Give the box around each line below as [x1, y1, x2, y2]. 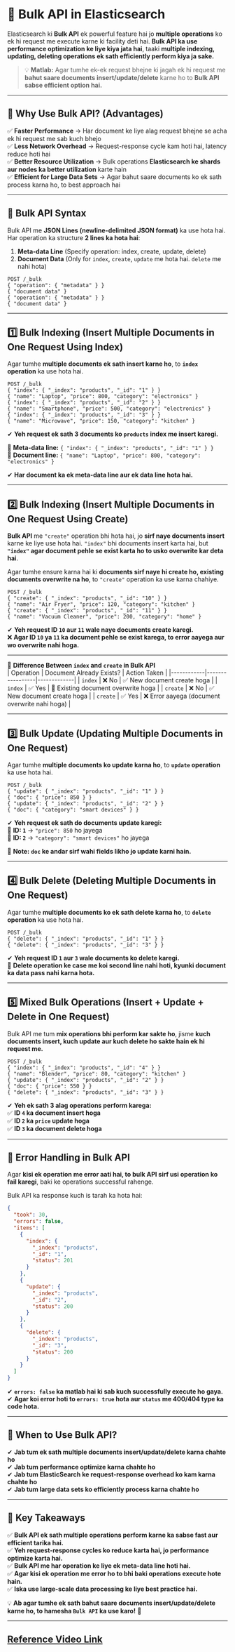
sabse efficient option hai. [24, 81, 103, 89]
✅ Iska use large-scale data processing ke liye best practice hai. [7, 1585, 198, 1593]
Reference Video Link [7, 1634, 103, 1646]
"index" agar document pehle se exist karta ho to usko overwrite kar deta [7, 547, 224, 555]
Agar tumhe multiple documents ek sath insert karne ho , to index [7, 359, 199, 368]
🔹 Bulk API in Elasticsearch [7, 6, 166, 22]
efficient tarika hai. [7, 1538, 64, 1547]
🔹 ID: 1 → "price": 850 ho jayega [7, 826, 103, 834]
